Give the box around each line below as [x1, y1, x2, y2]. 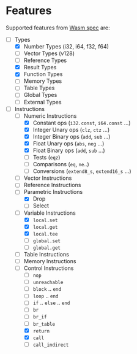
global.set [32, 237, 61, 244]
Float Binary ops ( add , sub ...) [32, 147, 105, 154]
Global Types [23, 91, 57, 99]
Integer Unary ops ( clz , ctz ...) [32, 126, 110, 133]
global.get [32, 245, 61, 251]
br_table [32, 321, 56, 327]
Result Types [23, 64, 57, 71]
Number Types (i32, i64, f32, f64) [23, 43, 109, 50]
